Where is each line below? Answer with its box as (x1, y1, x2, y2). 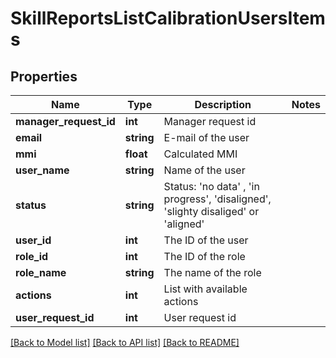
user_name (15, 163, 70, 177)
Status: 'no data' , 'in (163, 180, 260, 193)
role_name (15, 266, 67, 279)
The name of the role (163, 266, 262, 279)
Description (194, 98, 252, 111)
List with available (163, 282, 248, 296)
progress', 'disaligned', (163, 192, 272, 206)
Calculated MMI (163, 147, 238, 161)
